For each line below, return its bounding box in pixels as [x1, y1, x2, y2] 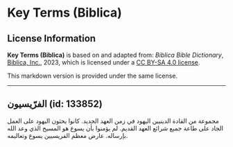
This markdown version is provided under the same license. [7, 71, 178, 80]
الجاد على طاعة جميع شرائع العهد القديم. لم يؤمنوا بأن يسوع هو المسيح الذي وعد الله [7, 123, 224, 132]
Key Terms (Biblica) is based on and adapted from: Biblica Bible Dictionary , [7, 51, 224, 59]
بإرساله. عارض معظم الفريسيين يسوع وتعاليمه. [7, 131, 128, 139]
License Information [7, 33, 96, 44]
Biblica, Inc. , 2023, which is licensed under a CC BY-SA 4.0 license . [7, 58, 200, 67]
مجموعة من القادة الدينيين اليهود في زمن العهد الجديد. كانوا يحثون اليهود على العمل [7, 116, 220, 125]
